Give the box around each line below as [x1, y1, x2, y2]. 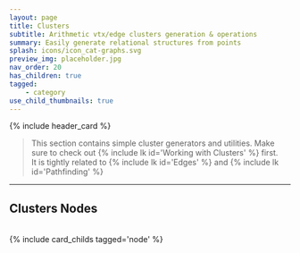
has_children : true [9, 72, 82, 80]
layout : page [9, 13, 58, 22]
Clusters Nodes [9, 200, 98, 215]
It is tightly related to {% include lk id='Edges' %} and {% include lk [30, 157, 279, 168]
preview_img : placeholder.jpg [9, 55, 122, 63]
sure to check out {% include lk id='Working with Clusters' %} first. [30, 148, 279, 158]
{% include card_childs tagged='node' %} [9, 234, 163, 245]
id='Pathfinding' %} [30, 166, 104, 177]
